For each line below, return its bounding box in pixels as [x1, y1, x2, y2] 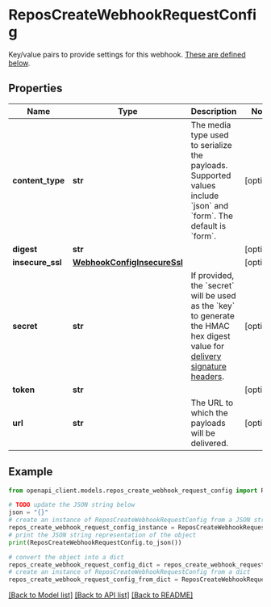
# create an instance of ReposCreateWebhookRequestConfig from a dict [8, 568, 251, 576]
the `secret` [190, 280, 235, 291]
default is [190, 220, 227, 231]
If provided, [190, 269, 235, 280]
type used [190, 129, 229, 141]
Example [8, 465, 53, 478]
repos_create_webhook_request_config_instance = [8, 524, 175, 532]
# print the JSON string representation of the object [8, 531, 197, 539]
